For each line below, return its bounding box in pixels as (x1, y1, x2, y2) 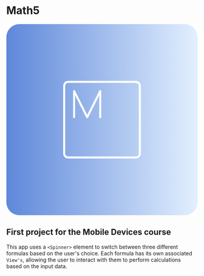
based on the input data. (6, 262, 68, 270)
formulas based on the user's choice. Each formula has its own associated (6, 249, 192, 257)
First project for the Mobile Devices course (6, 227, 171, 237)
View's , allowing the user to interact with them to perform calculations (6, 256, 181, 263)
